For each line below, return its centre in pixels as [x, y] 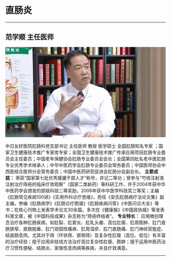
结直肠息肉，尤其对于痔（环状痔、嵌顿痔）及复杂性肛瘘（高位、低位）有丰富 [85, 236]
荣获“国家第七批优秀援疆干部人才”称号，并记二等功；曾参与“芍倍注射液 [90, 178]
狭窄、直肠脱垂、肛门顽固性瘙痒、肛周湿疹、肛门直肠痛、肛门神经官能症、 [88, 229]
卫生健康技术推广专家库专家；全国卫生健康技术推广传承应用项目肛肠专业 [85, 152]
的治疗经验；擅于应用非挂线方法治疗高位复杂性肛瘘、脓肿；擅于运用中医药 [83, 242]
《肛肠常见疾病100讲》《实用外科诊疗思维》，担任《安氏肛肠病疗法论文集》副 [85, 197]
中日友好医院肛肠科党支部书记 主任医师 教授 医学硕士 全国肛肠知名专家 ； [82, 146]
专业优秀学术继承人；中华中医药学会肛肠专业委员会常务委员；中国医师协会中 [85, 165]
